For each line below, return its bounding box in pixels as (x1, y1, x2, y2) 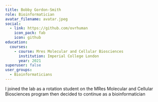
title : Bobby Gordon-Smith (5, 7, 61, 12)
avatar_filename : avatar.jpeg (5, 16, 68, 21)
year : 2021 (18, 58, 41, 63)
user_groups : (5, 68, 32, 73)
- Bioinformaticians (9, 72, 52, 77)
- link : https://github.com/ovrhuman (9, 26, 88, 31)
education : (5, 40, 28, 45)
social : (5, 21, 21, 26)
